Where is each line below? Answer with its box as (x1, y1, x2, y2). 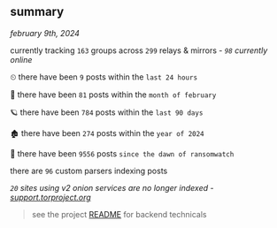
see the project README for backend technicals (31, 209, 207, 219)
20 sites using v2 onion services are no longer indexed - (10, 182, 214, 193)
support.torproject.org (10, 192, 91, 202)
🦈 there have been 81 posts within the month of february (10, 89, 217, 100)
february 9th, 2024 (10, 27, 81, 38)
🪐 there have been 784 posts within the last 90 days (10, 107, 204, 118)
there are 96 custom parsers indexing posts (10, 165, 168, 176)
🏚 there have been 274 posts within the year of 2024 (10, 127, 204, 138)
